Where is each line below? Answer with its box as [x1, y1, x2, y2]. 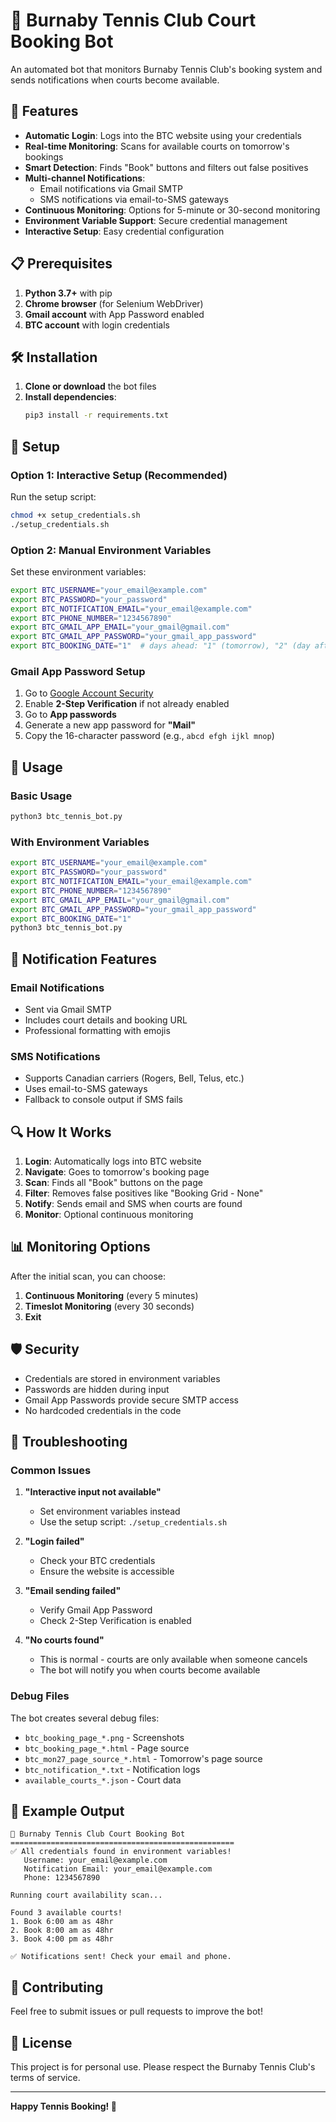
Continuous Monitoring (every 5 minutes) [24, 1289, 199, 1301]
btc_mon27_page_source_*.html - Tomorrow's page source [24, 1752, 263, 1764]
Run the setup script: [10, 490, 97, 503]
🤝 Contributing [10, 1979, 104, 1996]
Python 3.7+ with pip [24, 287, 113, 299]
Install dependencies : [24, 391, 117, 403]
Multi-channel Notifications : [24, 172, 146, 184]
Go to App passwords [24, 709, 117, 721]
